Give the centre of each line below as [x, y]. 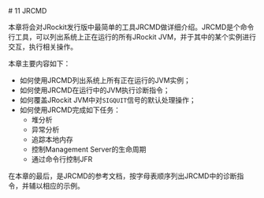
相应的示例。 [63, 186]
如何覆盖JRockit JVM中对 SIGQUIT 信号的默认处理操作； [108, 100]
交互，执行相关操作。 [43, 47]
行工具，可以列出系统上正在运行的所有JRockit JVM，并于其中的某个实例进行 [132, 37]
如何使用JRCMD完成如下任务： [70, 110]
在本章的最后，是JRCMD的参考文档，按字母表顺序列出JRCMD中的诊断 [123, 176]
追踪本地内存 [52, 139]
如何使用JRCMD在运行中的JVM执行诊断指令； [95, 90]
